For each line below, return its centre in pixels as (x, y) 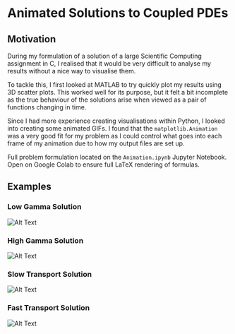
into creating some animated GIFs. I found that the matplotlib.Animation (113, 128)
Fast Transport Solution (49, 308)
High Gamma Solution (46, 240)
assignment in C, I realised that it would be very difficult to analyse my (109, 64)
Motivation (32, 39)
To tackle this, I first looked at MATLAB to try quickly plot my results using (115, 85)
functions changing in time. (47, 107)
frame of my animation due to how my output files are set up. (96, 143)
